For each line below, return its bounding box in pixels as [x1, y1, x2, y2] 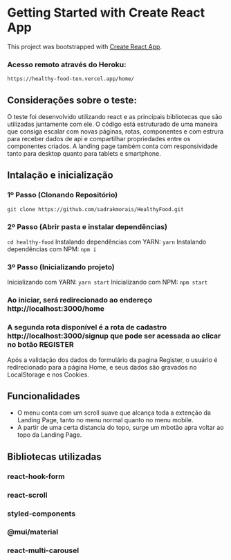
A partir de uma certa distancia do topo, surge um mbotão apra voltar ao [17, 424, 224, 432]
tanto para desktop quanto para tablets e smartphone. [7, 150, 161, 158]
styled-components [7, 509, 76, 518]
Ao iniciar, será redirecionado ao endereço [7, 296, 153, 305]
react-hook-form [7, 471, 66, 481]
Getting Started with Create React [7, 5, 205, 21]
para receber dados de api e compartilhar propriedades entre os [7, 135, 191, 143]
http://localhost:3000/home [7, 304, 105, 314]
